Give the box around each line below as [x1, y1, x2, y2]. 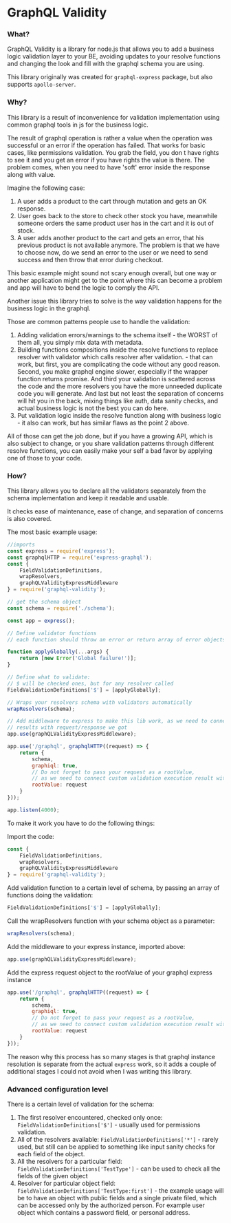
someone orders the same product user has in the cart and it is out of [16, 219, 214, 227]
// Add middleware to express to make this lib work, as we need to [7, 718, 208, 725]
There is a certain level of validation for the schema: [7, 1100, 155, 1108]
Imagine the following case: [7, 184, 85, 192]
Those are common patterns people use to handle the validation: [7, 317, 190, 326]
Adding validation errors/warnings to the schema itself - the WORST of [16, 330, 218, 339]
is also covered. [7, 515, 52, 523]
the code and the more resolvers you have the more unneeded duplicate [16, 382, 222, 390]
